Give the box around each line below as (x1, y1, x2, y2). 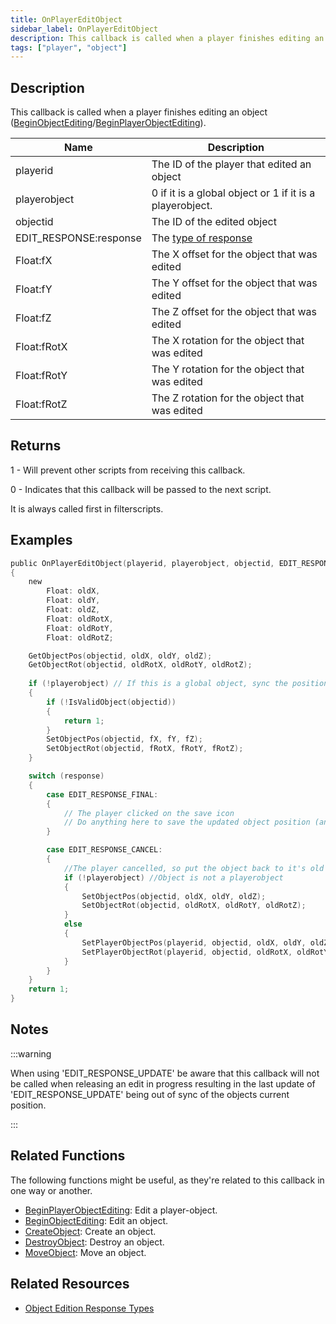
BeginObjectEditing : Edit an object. (24, 1214, 169, 1226)
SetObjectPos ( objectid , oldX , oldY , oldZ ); (81, 891, 267, 901)
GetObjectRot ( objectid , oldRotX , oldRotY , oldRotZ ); (28, 660, 253, 670)
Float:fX (15, 254, 53, 268)
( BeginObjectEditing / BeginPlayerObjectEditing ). (10, 117, 207, 129)
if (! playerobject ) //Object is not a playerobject (63, 872, 284, 883)
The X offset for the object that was (151, 247, 318, 261)
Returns (10, 437, 62, 455)
